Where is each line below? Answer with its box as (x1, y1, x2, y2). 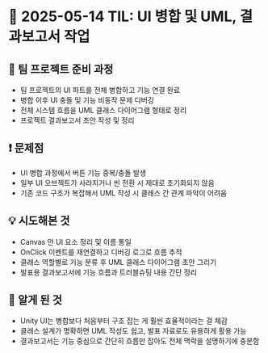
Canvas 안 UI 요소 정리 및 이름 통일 (19, 237, 132, 246)
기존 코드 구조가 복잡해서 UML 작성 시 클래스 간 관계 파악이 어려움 (19, 187, 228, 198)
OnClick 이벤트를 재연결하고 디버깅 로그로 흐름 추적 (19, 247, 182, 257)
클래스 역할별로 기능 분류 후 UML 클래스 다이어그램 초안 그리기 (19, 257, 217, 267)
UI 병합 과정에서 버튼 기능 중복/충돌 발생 (19, 167, 147, 178)
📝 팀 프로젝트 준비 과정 (8, 62, 114, 76)
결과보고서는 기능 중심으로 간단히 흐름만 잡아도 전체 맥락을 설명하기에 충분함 (19, 336, 260, 346)
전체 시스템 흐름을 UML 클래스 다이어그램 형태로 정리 (19, 106, 187, 115)
